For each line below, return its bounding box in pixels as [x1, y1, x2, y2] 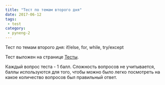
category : [5, 26, 26, 31]
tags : [5, 16, 17, 21]
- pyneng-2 [7, 30, 30, 35]
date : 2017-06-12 [5, 12, 42, 17]
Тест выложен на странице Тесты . [5, 54, 79, 60]
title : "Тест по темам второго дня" [5, 7, 82, 12]
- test [7, 21, 22, 26]
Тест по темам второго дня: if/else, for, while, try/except [5, 44, 124, 50]
